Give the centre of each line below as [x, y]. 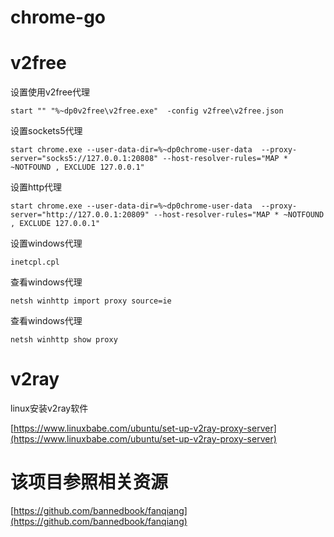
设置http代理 [36, 187]
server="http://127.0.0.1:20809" [80, 215]
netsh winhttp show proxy [64, 340]
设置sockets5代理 [46, 131]
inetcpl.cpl [35, 262]
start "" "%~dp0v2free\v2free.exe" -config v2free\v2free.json [147, 111]
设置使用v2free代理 [50, 92]
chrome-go [58, 17]
